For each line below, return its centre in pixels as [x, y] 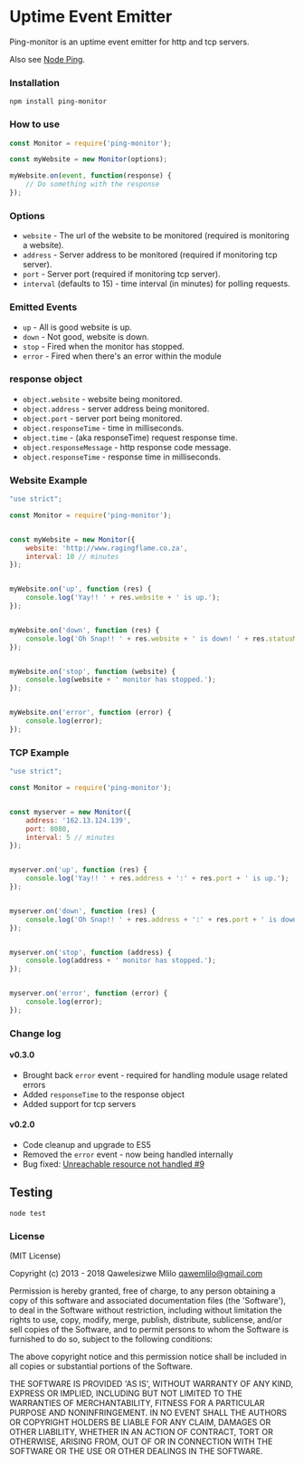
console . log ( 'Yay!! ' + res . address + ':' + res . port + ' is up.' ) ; [157, 879]
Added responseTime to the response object [104, 1094]
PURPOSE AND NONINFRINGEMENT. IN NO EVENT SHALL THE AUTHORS [148, 1413]
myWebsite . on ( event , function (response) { [90, 176]
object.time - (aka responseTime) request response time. [130, 438]
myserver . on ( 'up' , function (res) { [78, 870]
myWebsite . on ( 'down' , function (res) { [85, 630]
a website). [43, 246]
